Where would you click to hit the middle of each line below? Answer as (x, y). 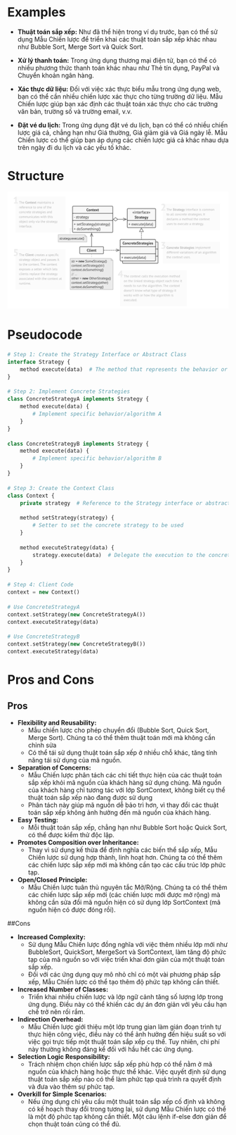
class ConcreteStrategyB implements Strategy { (78, 444)
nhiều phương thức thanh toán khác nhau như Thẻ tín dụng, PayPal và (118, 68)
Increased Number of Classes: (63, 989)
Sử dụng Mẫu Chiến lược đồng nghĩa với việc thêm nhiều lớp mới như (128, 944)
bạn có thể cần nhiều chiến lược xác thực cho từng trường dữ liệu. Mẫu (120, 96)
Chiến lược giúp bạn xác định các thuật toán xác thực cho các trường (118, 104)
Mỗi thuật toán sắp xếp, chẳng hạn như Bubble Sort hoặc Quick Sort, (127, 827)
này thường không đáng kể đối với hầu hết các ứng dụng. (111, 1049)
